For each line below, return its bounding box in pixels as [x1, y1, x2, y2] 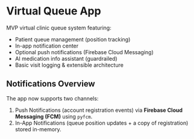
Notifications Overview [6, 79, 95, 89]
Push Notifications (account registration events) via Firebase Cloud [14, 107, 183, 114]
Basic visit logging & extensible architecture [14, 61, 124, 69]
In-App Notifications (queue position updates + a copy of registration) [14, 119, 189, 126]
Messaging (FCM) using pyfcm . [14, 113, 93, 120]
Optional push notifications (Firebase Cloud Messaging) [14, 48, 154, 55]
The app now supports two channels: [6, 94, 99, 102]
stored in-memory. [14, 125, 61, 133]
